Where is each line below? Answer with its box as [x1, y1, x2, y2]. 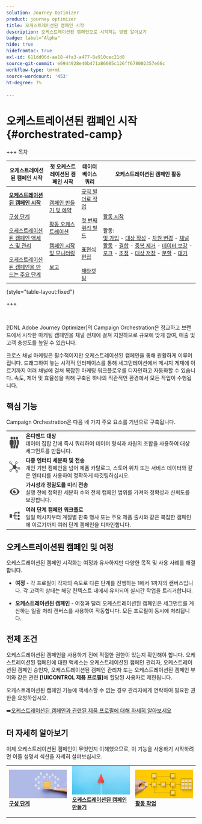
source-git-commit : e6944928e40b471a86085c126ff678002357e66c [6, 60, 165, 66]
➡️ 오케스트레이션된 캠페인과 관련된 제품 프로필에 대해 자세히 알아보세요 [6, 707, 172, 714]
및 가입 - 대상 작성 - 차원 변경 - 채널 [103, 234, 189, 241]
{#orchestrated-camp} [6, 128, 123, 141]
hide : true [6, 42, 34, 48]
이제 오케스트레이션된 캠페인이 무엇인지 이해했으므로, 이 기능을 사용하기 [6, 745, 173, 752]
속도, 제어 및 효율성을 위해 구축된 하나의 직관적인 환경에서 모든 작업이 [14, 374, 176, 382]
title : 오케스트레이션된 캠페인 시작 [6, 22, 84, 28]
